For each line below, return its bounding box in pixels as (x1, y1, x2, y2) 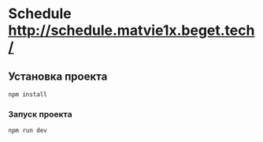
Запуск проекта (8, 108, 72, 119)
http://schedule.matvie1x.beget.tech (8, 21, 255, 39)
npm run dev (8, 127, 47, 135)
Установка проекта (8, 69, 108, 83)
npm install (8, 91, 47, 99)
